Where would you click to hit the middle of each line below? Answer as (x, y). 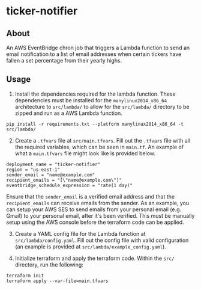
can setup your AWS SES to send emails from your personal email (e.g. (94, 209)
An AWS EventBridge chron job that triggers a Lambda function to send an (98, 48)
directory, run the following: (49, 264)
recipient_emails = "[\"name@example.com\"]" (64, 180)
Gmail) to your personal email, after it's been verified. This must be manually (100, 215)
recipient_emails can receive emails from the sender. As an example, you (98, 203)
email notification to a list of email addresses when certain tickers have (94, 54)
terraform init (25, 276)
